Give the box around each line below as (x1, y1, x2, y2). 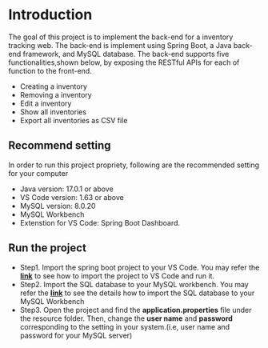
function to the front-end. (8, 66, 92, 75)
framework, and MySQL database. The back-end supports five (22, 49, 230, 58)
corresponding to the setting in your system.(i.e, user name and (19, 322, 230, 331)
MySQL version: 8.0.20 (19, 201, 96, 210)
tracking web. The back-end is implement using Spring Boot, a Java (8, 40, 232, 50)
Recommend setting (8, 138, 111, 153)
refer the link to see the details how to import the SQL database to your (19, 288, 255, 298)
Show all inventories (19, 106, 86, 117)
